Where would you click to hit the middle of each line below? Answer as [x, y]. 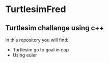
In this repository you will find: [37, 40]
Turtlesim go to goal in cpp [41, 50]
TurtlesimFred [36, 9]
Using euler [25, 55]
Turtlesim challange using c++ [55, 28]
